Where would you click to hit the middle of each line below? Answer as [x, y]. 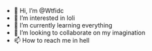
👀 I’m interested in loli [44, 18]
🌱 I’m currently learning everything [63, 25]
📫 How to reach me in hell [51, 40]
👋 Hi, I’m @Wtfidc [39, 11]
